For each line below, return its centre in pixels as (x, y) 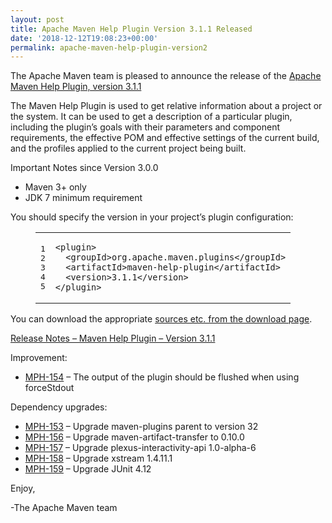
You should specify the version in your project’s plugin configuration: (152, 217)
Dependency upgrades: (59, 407)
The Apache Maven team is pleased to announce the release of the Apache (166, 76)
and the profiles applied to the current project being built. (128, 148)
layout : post (37, 19)
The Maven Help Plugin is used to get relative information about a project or (166, 106)
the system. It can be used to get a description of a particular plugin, (151, 117)
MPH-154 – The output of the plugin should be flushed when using (162, 377)
